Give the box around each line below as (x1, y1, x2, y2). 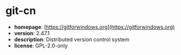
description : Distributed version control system (14, 36, 130, 43)
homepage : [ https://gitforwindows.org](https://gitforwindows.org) (14, 23, 175, 30)
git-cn (5, 4, 37, 18)
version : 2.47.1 (14, 29, 50, 36)
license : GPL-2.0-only (14, 42, 68, 49)
